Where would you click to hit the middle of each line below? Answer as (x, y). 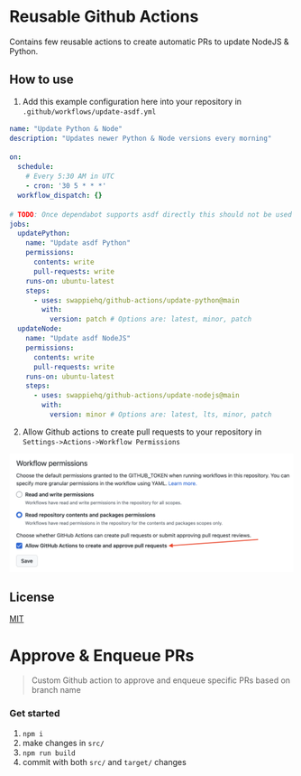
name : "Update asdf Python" (78, 243)
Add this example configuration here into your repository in (132, 101)
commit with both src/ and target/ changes (104, 762)
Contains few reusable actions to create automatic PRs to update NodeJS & (150, 42)
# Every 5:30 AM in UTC (70, 177)
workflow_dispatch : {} (60, 195)
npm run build (49, 753)
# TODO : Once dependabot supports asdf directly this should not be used (151, 214)
